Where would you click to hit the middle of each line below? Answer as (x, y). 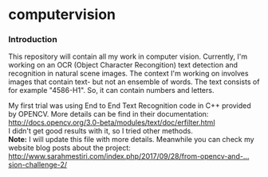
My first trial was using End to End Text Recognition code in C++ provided (130, 106)
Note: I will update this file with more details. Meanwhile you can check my (131, 140)
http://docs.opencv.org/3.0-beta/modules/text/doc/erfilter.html (112, 123)
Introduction (33, 40)
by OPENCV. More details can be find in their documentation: (108, 114)
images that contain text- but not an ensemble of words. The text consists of (134, 82)
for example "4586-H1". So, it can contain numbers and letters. (111, 90)
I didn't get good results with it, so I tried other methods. (100, 131)
